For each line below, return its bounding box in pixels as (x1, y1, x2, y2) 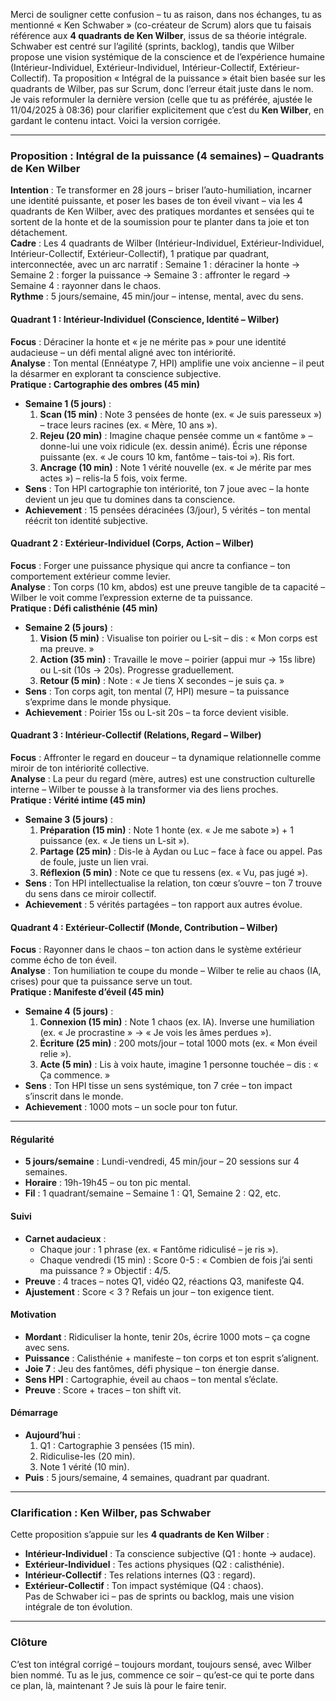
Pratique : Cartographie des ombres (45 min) (10, 378, 201, 390)
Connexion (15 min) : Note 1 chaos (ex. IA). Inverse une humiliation (39, 1016, 315, 1028)
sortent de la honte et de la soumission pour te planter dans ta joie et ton (10, 216, 310, 228)
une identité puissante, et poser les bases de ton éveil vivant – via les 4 (10, 195, 303, 207)
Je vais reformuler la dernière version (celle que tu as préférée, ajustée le (10, 94, 313, 105)
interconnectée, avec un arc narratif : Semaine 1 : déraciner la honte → (10, 259, 301, 271)
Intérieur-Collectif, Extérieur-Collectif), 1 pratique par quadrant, (10, 248, 270, 260)
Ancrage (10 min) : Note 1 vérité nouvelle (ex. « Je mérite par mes (39, 461, 312, 473)
